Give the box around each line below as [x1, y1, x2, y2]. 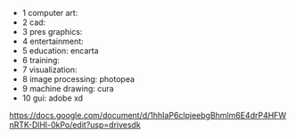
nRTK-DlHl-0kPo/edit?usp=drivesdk [9, 119, 141, 130]
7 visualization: [21, 64, 78, 75]
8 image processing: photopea [21, 74, 136, 84]
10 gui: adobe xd [21, 93, 83, 103]
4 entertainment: [21, 36, 84, 46]
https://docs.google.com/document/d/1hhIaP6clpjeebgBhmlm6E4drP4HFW [9, 110, 287, 120]
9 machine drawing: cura [21, 84, 114, 94]
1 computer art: [21, 8, 78, 18]
